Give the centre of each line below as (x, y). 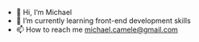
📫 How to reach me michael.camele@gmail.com (97, 29)
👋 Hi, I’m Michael (44, 12)
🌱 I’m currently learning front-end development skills (103, 21)
